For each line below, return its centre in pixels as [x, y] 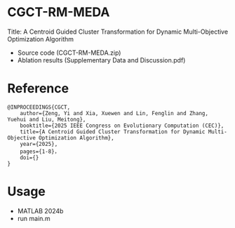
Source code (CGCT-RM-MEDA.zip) [69, 53]
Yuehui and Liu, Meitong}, [47, 119]
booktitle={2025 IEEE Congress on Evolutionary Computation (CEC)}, [122, 126]
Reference [38, 89]
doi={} [29, 157]
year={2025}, [39, 144]
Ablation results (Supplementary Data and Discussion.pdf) [101, 60]
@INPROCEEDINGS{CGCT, [39, 107]
